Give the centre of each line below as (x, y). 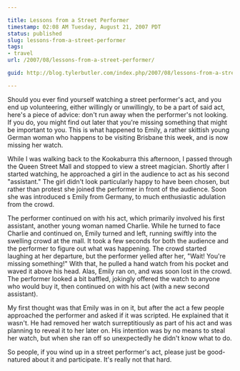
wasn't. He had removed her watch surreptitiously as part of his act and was (120, 322)
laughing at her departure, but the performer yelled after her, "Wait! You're (117, 256)
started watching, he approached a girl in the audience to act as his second (119, 174)
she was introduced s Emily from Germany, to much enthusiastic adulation (117, 196)
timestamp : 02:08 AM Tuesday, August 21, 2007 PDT (84, 27)
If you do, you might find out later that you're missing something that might (117, 122)
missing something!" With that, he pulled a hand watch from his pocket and (118, 263)
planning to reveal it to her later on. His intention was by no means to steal (116, 330)
